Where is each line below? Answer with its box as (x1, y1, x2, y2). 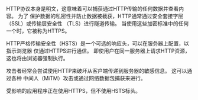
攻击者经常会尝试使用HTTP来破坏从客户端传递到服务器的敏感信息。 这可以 (6, 67, 187, 74)
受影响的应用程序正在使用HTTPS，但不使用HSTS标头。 (6, 88, 141, 94)
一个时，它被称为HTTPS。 (6, 27, 70, 34)
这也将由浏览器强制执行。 (6, 55, 69, 62)
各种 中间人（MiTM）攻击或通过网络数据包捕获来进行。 (11, 75, 146, 82)
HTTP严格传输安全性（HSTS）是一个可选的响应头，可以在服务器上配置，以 (6, 40, 189, 47)
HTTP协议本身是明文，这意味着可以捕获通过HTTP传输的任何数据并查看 (6, 5, 179, 12)
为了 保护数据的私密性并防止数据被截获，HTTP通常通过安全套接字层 (17, 12, 184, 20)
